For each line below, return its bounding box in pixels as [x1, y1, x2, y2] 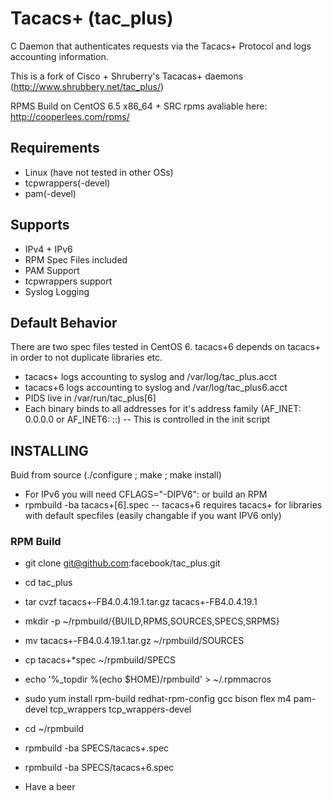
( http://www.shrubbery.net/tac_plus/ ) [10, 80, 165, 92]
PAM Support [24, 264, 80, 276]
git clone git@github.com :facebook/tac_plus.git [24, 557, 221, 569]
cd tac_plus [24, 577, 73, 589]
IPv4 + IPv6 [24, 243, 73, 255]
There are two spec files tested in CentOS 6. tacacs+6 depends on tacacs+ [10, 341, 322, 353]
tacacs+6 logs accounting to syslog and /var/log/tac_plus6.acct [24, 382, 288, 394]
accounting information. [10, 50, 109, 62]
